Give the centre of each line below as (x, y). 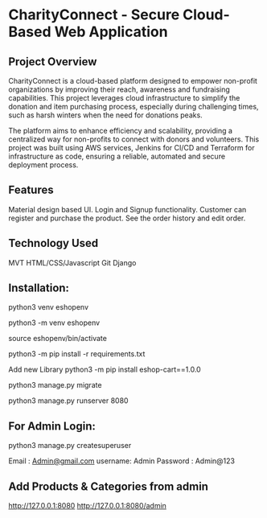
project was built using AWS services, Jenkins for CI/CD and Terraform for (131, 148)
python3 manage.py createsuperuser (70, 446)
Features (31, 190)
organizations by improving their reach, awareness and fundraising (119, 89)
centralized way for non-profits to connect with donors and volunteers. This (134, 139)
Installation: (39, 288)
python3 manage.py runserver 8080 (68, 401)
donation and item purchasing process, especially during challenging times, (133, 107)
